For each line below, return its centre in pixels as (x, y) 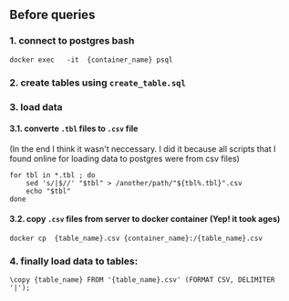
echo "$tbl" (48, 191)
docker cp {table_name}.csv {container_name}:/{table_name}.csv (136, 238)
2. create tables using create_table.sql (98, 83)
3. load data (36, 106)
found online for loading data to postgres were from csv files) (124, 158)
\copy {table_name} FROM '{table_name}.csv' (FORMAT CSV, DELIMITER (142, 280)
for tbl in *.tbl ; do (52, 175)
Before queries (52, 15)
